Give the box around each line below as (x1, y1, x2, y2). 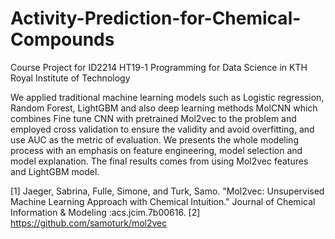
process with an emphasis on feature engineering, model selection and (10, 144, 303, 156)
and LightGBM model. (10, 165, 100, 177)
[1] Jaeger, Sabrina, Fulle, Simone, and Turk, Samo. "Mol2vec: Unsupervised (10, 185, 325, 197)
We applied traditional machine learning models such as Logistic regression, (10, 91, 325, 103)
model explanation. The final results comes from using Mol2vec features (10, 155, 309, 167)
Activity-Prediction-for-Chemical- (10, 7, 302, 30)
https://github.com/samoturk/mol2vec (10, 217, 168, 229)
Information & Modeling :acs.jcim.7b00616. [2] (10, 206, 201, 218)
